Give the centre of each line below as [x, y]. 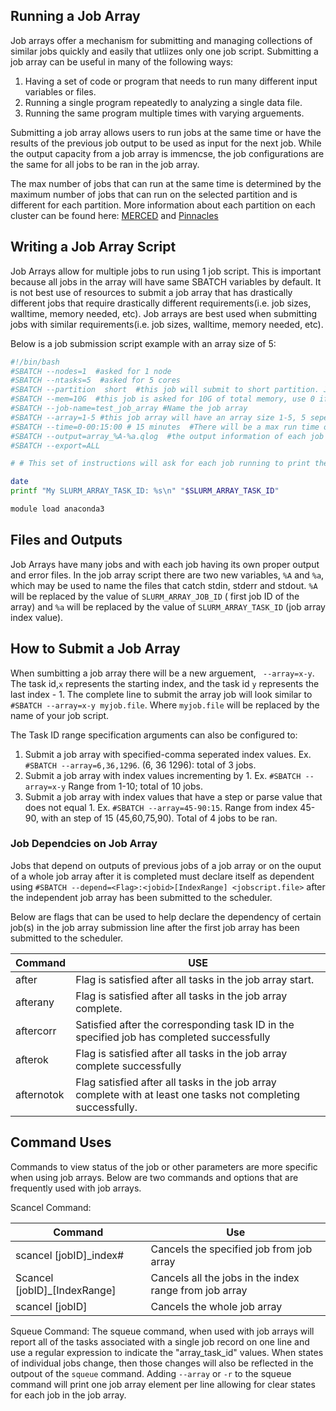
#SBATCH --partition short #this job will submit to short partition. [165, 390]
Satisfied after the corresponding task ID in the [185, 1024]
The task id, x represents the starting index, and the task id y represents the [165, 683]
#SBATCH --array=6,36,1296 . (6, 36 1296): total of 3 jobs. [140, 765]
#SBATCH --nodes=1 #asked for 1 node [91, 371]
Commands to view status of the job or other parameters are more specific [164, 1166]
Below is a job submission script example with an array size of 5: [143, 343]
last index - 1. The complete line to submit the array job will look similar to [161, 694]
